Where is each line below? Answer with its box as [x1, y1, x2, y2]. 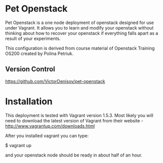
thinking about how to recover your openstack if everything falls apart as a [5, 30, 159, 36]
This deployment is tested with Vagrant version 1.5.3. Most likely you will [5, 112, 154, 118]
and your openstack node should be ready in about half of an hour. [5, 152, 143, 158]
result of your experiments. [5, 35, 61, 41]
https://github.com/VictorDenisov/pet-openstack [5, 78, 106, 84]
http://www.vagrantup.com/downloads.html [5, 123, 95, 129]
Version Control [5, 65, 55, 73]
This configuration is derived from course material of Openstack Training [5, 45, 155, 51]
